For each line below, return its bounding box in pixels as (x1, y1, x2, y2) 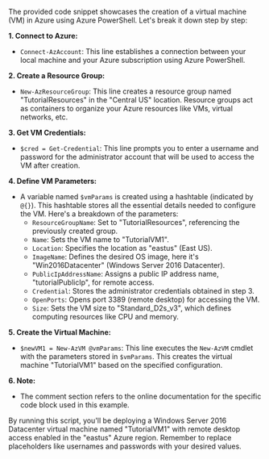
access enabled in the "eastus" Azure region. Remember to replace (8, 433, 232, 442)
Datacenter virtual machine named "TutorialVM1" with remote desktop (8, 424, 241, 434)
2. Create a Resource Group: (8, 71, 106, 80)
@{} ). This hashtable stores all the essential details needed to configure (19, 201, 256, 210)
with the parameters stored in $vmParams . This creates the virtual (19, 352, 233, 361)
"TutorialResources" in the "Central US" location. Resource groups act (19, 95, 254, 104)
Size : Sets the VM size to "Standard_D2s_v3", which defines (31, 303, 232, 313)
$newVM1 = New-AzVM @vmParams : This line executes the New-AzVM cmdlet (19, 343, 254, 353)
